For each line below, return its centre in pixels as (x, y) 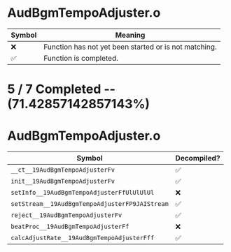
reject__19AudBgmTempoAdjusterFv (66, 215)
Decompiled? (198, 158)
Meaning (130, 35)
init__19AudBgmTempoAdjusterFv (63, 181)
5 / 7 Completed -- (61, 89)
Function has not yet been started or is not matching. (130, 47)
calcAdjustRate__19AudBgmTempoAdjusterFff (83, 238)
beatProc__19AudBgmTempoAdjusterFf (70, 227)
